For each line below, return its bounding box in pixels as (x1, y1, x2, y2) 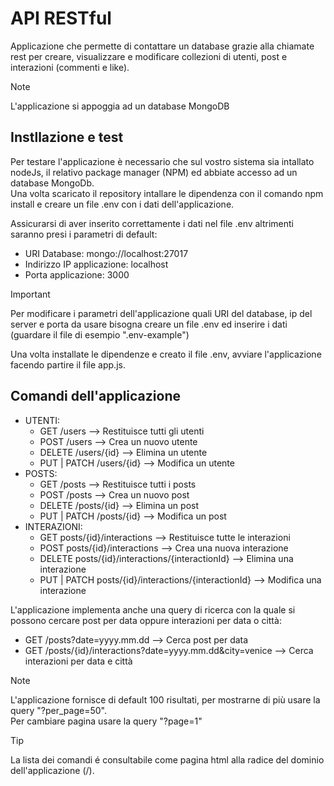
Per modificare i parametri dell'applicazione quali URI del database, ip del (10, 307, 313, 319)
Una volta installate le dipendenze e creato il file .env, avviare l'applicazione (10, 348, 322, 360)
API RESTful (10, 7, 112, 30)
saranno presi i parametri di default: (10, 228, 158, 240)
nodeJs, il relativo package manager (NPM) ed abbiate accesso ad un (10, 166, 298, 178)
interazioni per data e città (24, 655, 133, 667)
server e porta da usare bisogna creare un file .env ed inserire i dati (10, 318, 288, 330)
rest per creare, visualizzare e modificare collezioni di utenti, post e (10, 50, 288, 62)
